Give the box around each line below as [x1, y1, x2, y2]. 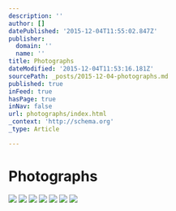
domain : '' [15, 42, 53, 50]
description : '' [8, 11, 63, 20]
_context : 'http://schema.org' [8, 118, 114, 126]
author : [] [8, 19, 45, 28]
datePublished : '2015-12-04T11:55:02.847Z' [8, 27, 158, 35]
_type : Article [8, 125, 60, 133]
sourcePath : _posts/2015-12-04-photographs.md [8, 72, 169, 80]
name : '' [15, 50, 45, 58]
